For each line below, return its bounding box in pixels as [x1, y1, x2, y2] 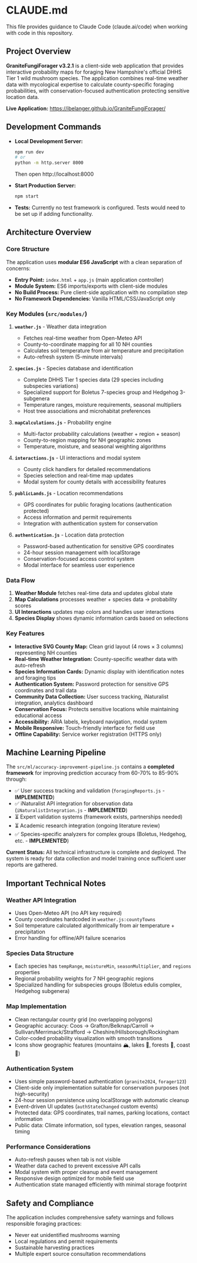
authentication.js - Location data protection [14, 531, 125, 538]
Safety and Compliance [6, 1198, 94, 1208]
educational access [14, 712, 62, 719]
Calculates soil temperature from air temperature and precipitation [23, 347, 184, 354]
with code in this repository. [6, 29, 74, 36]
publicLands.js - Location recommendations [14, 490, 123, 497]
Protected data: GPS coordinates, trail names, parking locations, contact [14, 1109, 190, 1116]
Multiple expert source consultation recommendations [14, 1251, 146, 1258]
